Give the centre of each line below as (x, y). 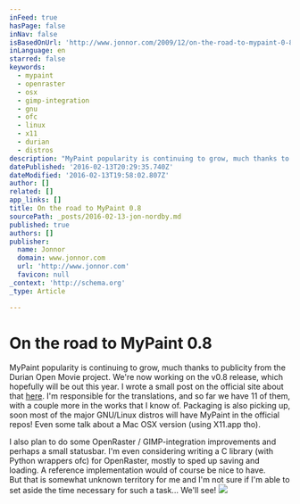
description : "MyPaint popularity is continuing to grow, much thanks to (150, 158)
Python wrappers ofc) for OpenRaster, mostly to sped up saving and (135, 461)
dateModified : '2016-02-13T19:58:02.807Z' (89, 175)
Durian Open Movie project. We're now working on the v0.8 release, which (146, 377)
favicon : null (43, 275)
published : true (39, 225)
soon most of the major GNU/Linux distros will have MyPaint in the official (144, 415)
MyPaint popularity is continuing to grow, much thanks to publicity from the (147, 368)
